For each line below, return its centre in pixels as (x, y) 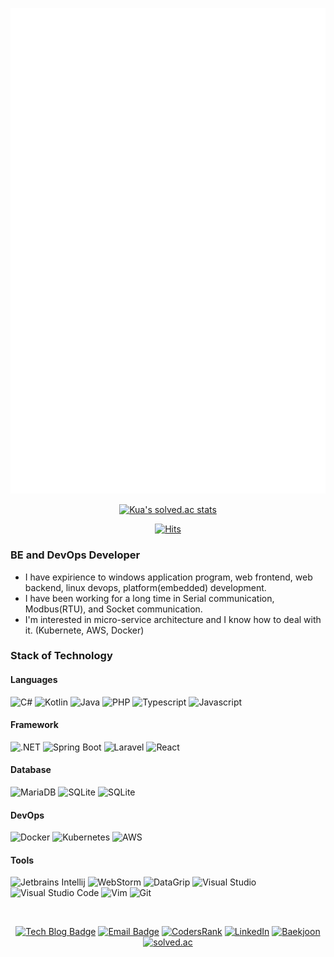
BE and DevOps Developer (75, 555)
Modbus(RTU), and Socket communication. (113, 609)
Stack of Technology (61, 656)
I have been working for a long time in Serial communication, (149, 598)
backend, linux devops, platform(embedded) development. (145, 587)
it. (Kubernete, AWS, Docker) (84, 630)
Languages (34, 680)
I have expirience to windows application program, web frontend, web (168, 577)
